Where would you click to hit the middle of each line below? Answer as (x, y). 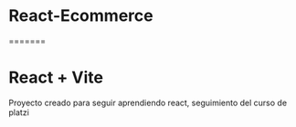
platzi (19, 112)
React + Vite (56, 78)
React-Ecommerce (81, 16)
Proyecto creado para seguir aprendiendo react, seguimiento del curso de (148, 103)
